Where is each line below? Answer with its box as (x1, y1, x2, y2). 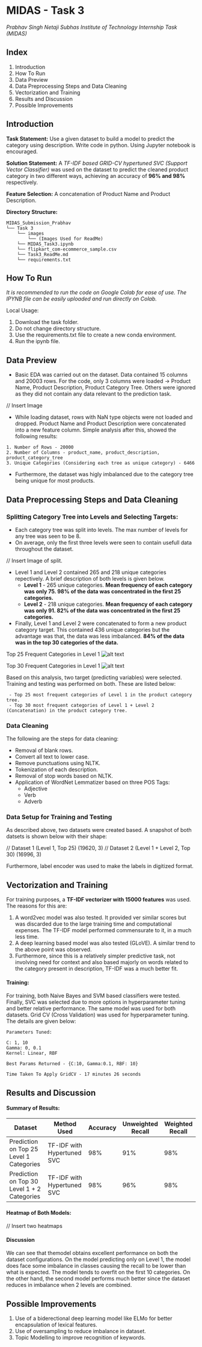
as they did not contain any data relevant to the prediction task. (14, 390, 172, 397)
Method (54, 1120, 77, 1128)
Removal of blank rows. (14, 747, 73, 754)
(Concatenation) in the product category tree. (6, 707, 128, 713)
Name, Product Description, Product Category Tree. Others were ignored (14, 384, 196, 391)
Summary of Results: (6, 1104, 60, 1112)
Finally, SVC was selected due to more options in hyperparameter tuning (6, 998, 186, 1006)
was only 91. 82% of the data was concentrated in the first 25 (23, 606, 181, 614)
